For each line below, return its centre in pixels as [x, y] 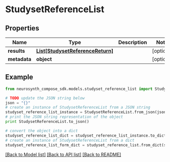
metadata [19, 59]
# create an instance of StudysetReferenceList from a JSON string [78, 108]
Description [133, 42]
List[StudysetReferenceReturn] [75, 51]
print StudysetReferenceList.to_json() [47, 122]
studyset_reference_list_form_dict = [45, 145]
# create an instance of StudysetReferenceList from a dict [70, 140]
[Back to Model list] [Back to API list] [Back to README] [63, 155]
